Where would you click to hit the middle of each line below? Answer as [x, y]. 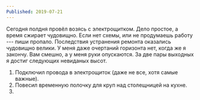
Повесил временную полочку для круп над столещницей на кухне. [101, 85]
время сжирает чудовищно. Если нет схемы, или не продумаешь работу [100, 35]
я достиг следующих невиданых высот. [57, 60]
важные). [27, 78]
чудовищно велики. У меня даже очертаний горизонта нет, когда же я [96, 48]
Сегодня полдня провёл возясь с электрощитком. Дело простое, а [92, 29]
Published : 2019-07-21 [34, 12]
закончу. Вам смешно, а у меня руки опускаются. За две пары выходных [100, 54]
